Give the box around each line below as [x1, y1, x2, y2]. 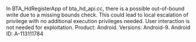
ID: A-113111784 [6, 30, 44, 37]
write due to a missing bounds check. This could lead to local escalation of [6, 11, 188, 18]
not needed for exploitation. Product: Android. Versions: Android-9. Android [6, 24, 191, 31]
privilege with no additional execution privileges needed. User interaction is [6, 18, 190, 24]
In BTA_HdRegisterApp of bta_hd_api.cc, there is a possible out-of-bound [6, 5, 185, 12]
